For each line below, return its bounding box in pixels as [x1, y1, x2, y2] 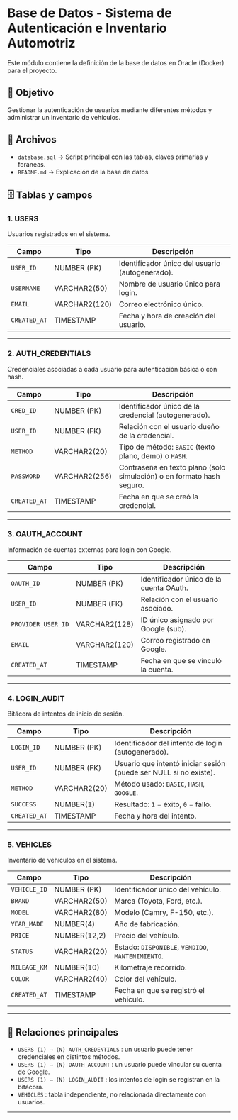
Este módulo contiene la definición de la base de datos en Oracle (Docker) [7, 58, 225, 67]
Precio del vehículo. [114, 931, 180, 941]
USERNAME [11, 284, 40, 292]
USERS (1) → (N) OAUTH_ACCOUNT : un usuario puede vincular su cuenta [17, 1060, 222, 1069]
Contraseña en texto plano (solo [119, 462, 226, 472]
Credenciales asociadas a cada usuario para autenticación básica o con [7, 365, 217, 373]
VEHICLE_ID [11, 885, 47, 894]
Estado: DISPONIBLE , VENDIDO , [114, 942, 209, 952]
